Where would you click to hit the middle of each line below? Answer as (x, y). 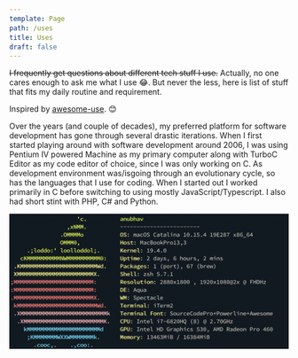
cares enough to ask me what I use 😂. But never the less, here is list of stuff (149, 82)
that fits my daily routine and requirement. (86, 92)
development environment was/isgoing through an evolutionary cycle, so (142, 174)
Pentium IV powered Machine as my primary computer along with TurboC (143, 154)
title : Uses (31, 37)
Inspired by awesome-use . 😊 (63, 109)
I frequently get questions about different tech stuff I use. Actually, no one (144, 73)
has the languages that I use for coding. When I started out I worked (133, 183)
